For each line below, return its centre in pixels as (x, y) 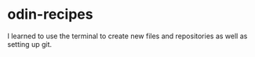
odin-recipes (50, 14)
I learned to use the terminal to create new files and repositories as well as (127, 36)
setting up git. (30, 44)
